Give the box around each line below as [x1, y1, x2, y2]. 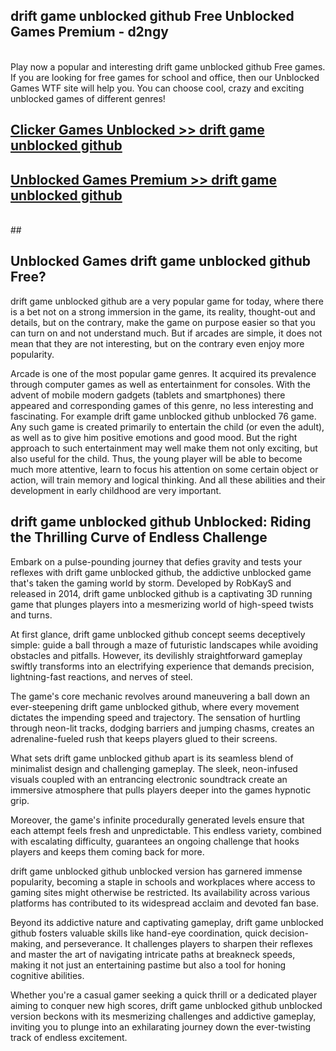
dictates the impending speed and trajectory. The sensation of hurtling [10, 711, 301, 723]
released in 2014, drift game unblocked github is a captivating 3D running [10, 587, 313, 599]
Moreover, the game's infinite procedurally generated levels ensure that [10, 814, 305, 826]
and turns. [10, 609, 53, 621]
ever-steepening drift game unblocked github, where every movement [10, 700, 300, 713]
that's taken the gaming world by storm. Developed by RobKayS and [10, 577, 292, 589]
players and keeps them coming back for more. [10, 845, 205, 858]
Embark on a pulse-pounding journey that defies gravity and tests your [10, 555, 303, 568]
